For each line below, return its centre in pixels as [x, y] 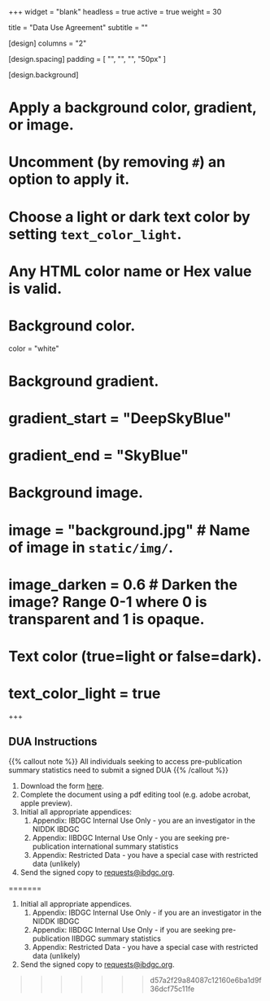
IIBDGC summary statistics [116, 938]
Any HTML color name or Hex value [130, 271]
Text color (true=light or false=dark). [135, 656]
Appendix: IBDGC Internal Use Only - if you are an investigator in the [147, 912]
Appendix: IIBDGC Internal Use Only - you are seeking [123, 837]
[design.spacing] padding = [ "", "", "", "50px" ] [87, 59]
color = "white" [34, 348]
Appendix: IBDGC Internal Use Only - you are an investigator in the [144, 820]
